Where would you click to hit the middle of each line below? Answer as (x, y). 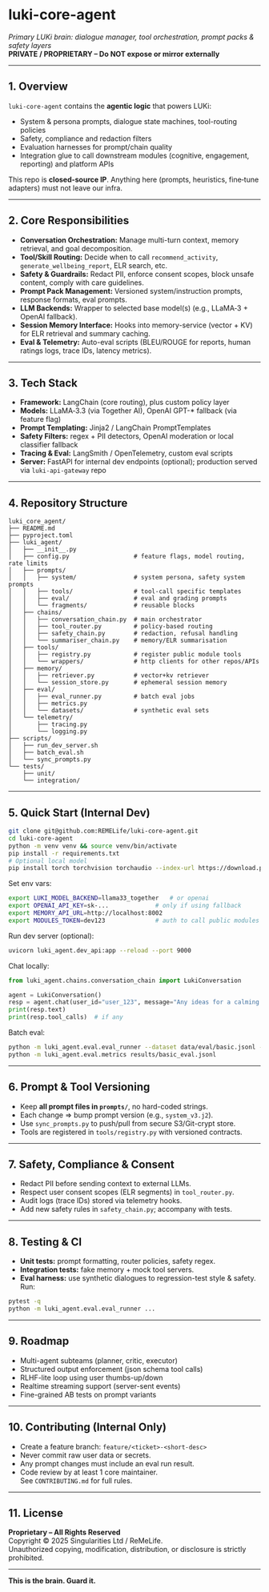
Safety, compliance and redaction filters (86, 138)
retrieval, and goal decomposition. (76, 248)
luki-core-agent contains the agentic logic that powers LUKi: (110, 106)
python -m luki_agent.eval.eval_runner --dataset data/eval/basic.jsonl (132, 1047)
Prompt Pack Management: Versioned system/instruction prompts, (131, 291)
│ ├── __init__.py (43, 550)
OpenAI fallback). (48, 316)
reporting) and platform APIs (67, 164)
